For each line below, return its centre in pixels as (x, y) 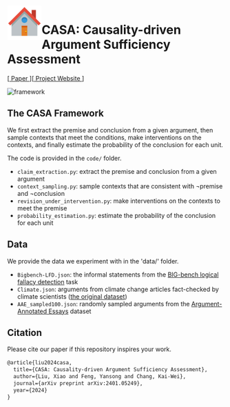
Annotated (32, 311)
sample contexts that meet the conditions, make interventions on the (104, 137)
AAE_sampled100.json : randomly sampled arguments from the (103, 304)
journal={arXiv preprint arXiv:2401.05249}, (78, 384)
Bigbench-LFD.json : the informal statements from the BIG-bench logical (118, 275)
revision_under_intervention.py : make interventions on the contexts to (118, 201)
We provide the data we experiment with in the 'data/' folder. (93, 261)
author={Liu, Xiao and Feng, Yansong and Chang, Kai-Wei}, (100, 377)
